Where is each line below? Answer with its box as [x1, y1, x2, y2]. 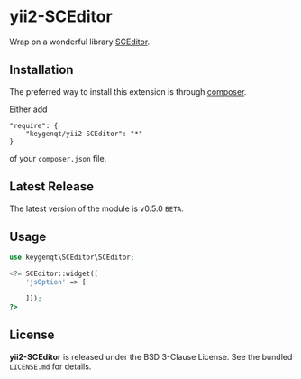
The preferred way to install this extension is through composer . [9, 86, 247, 97]
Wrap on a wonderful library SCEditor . [9, 36, 150, 47]
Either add [9, 104, 48, 115]
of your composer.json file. [9, 153, 107, 163]
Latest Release [9, 179, 95, 195]
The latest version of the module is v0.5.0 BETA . [9, 203, 185, 214]
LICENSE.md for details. [9, 361, 92, 372]
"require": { [9, 121, 59, 130]
